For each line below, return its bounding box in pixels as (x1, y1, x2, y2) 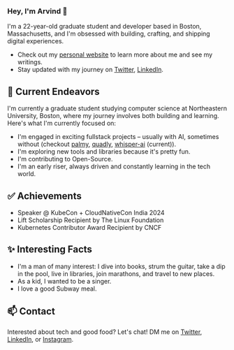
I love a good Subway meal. (17, 284, 97, 293)
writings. (17, 58, 43, 66)
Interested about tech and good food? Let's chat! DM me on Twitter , (7, 328, 203, 336)
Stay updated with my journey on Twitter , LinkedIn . (17, 66, 164, 74)
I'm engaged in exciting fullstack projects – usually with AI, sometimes (17, 133, 219, 141)
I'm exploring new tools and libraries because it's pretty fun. (17, 147, 191, 156)
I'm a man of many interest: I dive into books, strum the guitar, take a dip (17, 262, 226, 270)
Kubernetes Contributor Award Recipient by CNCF (17, 223, 162, 231)
